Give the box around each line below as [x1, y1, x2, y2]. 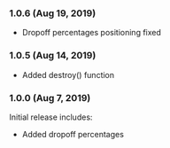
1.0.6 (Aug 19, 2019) [9, 7, 97, 19]
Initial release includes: [9, 112, 93, 122]
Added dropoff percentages [21, 129, 124, 139]
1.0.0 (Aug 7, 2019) [9, 91, 91, 104]
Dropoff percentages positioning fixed [21, 27, 162, 38]
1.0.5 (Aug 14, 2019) [9, 50, 97, 62]
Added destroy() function [21, 69, 115, 80]
